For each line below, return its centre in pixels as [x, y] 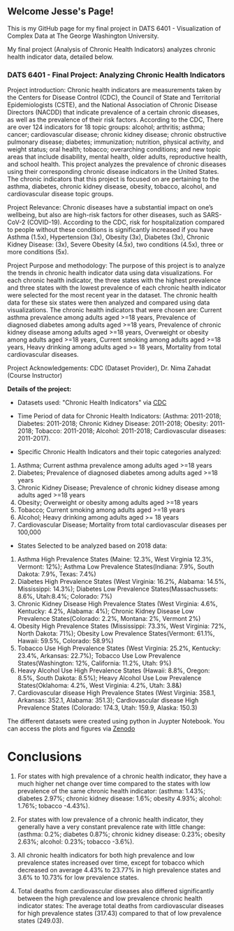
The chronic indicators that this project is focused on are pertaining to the [113, 179]
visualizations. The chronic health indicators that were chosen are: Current [115, 310]
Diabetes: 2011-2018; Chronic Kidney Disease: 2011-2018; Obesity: [112, 424]
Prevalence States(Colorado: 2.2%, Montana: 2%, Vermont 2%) [109, 619]
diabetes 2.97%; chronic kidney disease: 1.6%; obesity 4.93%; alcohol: [119, 798]
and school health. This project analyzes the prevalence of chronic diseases [117, 164]
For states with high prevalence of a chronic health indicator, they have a [122, 776]
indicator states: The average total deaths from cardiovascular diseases [120, 906]
